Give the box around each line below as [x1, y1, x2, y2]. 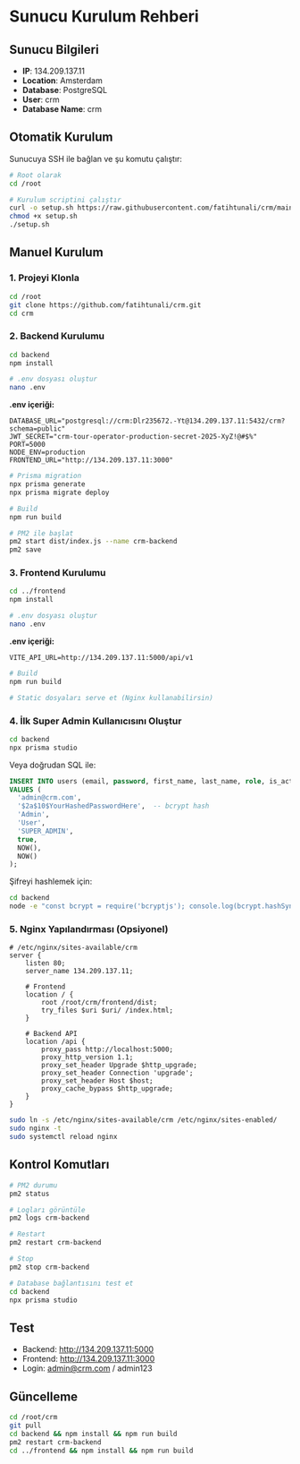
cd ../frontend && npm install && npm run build [9, 1446, 194, 1455]
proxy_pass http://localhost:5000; [41, 1045, 174, 1054]
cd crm [9, 309, 34, 318]
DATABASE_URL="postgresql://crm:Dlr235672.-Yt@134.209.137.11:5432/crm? [9, 416, 286, 426]
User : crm [21, 94, 60, 105]
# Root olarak [9, 170, 62, 180]
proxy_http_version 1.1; [41, 1053, 134, 1062]
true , [17, 835, 38, 843]
